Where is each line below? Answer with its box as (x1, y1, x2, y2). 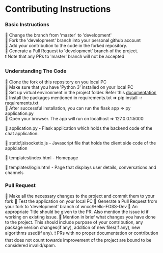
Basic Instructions (5, 21, 50, 28)
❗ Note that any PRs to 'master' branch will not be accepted (5, 53, 125, 60)
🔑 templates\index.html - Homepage (5, 154, 79, 161)
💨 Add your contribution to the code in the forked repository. (5, 43, 128, 49)
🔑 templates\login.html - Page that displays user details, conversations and (5, 164, 156, 170)
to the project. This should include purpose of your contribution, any (5, 219, 143, 225)
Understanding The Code (5, 68, 67, 74)
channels (5, 169, 24, 176)
